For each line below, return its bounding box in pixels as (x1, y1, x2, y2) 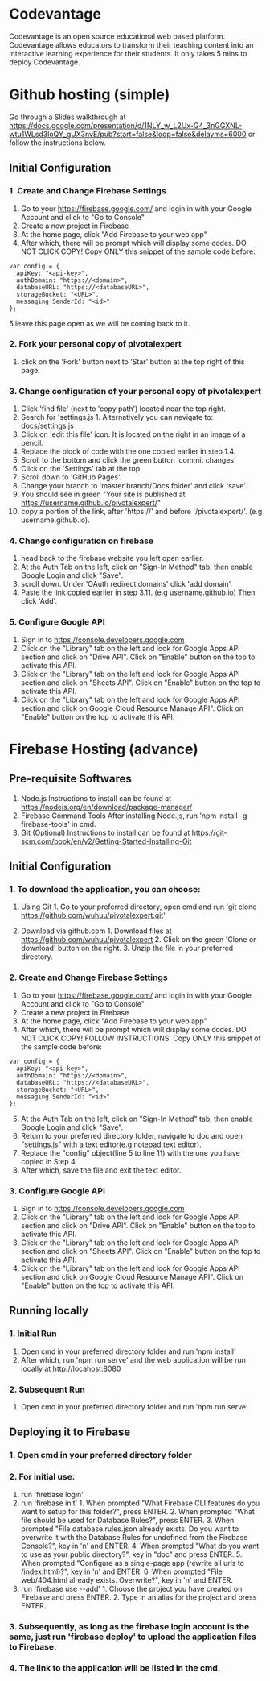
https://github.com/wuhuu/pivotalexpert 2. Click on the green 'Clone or (20, 935, 256, 944)
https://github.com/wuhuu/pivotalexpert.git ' (20, 911, 166, 920)
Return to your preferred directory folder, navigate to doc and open (20, 1131, 243, 1140)
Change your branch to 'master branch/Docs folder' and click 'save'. (20, 481, 247, 491)
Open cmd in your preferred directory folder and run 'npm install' (20, 1347, 236, 1356)
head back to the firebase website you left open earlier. (20, 554, 204, 563)
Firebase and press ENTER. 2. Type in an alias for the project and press (20, 1592, 257, 1602)
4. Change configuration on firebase (9, 535, 154, 546)
